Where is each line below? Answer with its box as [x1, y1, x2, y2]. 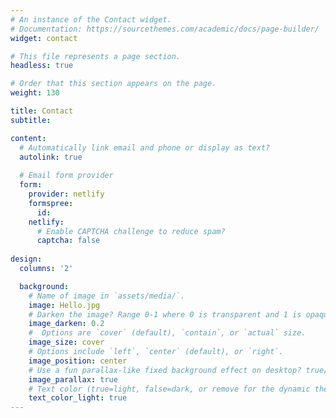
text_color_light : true [28, 393, 128, 403]
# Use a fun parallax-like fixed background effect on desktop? [28, 365, 302, 375]
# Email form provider [19, 171, 114, 181]
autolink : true [19, 152, 83, 162]
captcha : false [36, 236, 101, 246]
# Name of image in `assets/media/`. [28, 291, 186, 301]
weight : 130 [10, 88, 60, 98]
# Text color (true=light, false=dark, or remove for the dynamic [28, 384, 311, 394]
